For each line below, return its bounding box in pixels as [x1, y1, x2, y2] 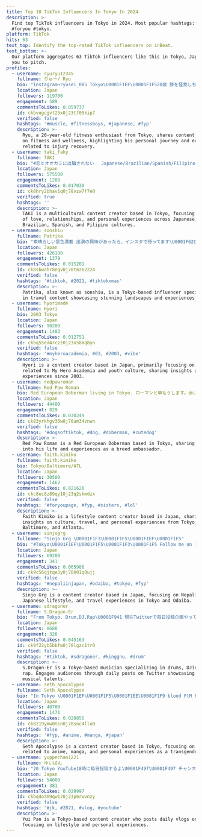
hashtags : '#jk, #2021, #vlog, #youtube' [17, 805, 122, 811]
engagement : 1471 [17, 710, 61, 716]
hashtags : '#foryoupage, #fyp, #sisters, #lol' [17, 502, 138, 508]
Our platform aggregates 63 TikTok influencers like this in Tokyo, [11, 54, 187, 60]
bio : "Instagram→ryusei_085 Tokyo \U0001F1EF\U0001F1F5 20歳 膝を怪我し [17, 82, 192, 88]
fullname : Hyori [17, 306, 58, 312]
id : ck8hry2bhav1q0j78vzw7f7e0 [17, 188, 96, 194]
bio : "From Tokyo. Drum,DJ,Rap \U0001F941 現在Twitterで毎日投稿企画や [17, 614, 189, 621]
